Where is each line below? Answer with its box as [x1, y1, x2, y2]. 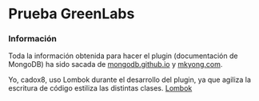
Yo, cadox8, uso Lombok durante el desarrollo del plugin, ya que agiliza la [8, 75, 252, 84]
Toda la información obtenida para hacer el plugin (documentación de [8, 51, 238, 60]
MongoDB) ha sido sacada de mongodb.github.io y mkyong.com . [8, 60, 223, 69]
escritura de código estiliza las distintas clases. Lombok [8, 84, 193, 93]
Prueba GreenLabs [8, 5, 135, 23]
